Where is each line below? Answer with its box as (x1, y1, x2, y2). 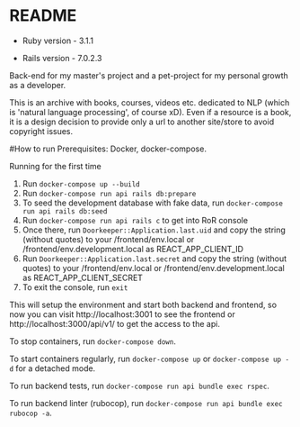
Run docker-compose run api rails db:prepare (22, 187, 197, 198)
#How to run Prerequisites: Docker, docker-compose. (9, 143, 207, 154)
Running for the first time (9, 160, 101, 171)
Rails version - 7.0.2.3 (22, 52, 102, 63)
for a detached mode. (15, 362, 96, 374)
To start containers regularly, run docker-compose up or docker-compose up (9, 353, 281, 364)
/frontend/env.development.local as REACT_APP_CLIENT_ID (22, 243, 244, 254)
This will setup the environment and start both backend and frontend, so (9, 299, 277, 310)
